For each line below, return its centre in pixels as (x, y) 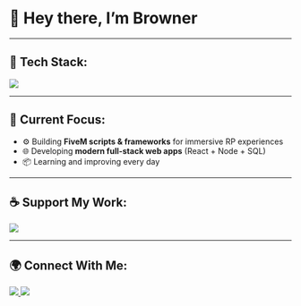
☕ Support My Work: (68, 202)
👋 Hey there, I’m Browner (103, 18)
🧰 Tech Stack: (48, 62)
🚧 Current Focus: (57, 120)
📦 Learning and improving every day (91, 161)
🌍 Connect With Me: (69, 265)
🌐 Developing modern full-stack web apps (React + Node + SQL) (144, 150)
